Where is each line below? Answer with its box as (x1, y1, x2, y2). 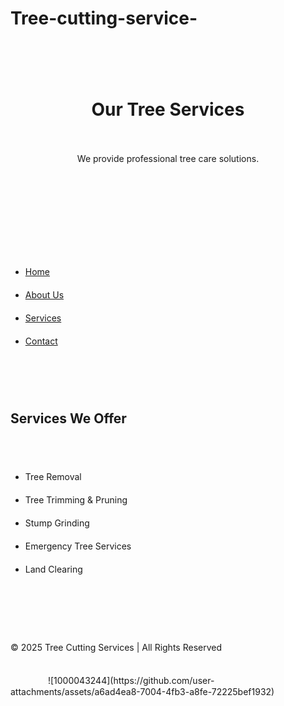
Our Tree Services (91, 98, 245, 121)
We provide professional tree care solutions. (76, 152, 260, 164)
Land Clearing (24, 563, 83, 575)
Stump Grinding (24, 517, 90, 529)
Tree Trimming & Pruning (24, 493, 128, 506)
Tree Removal (24, 470, 82, 482)
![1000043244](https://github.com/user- (47, 674, 215, 686)
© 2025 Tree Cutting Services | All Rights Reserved (10, 641, 223, 653)
